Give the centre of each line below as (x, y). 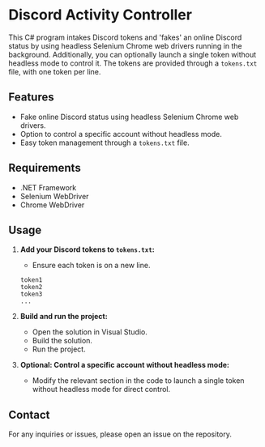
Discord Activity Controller (100, 15)
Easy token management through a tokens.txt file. (105, 143)
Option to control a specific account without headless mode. (121, 134)
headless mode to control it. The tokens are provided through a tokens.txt (133, 63)
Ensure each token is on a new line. (91, 266)
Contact (29, 415)
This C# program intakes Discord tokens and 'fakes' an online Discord (125, 37)
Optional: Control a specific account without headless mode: (124, 365)
